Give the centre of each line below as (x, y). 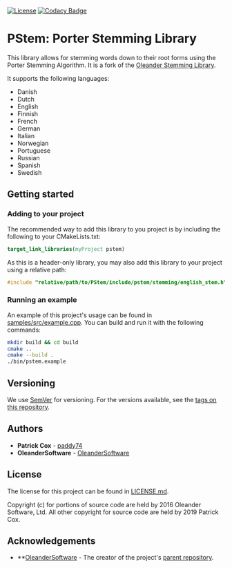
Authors (25, 429)
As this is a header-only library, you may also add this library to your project (115, 262)
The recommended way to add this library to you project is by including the (114, 229)
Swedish (29, 172)
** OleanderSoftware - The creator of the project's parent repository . (115, 558)
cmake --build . (30, 355)
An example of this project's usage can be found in (80, 315)
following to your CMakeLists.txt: (54, 236)
